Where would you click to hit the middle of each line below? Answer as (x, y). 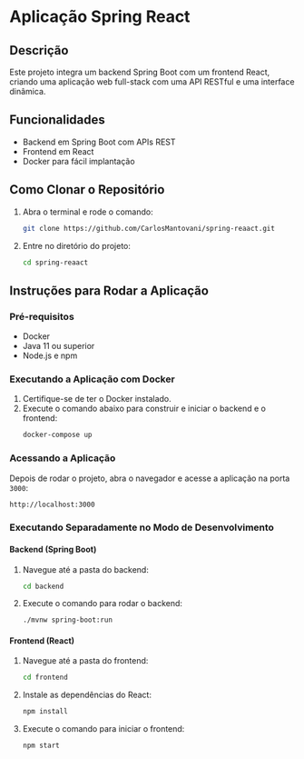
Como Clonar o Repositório (87, 190)
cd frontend (45, 678)
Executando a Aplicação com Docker (92, 379)
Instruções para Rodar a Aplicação (109, 290)
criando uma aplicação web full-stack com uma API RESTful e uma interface (152, 82)
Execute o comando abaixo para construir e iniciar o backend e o (144, 409)
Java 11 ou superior (59, 346)
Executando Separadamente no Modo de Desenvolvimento (142, 527)
